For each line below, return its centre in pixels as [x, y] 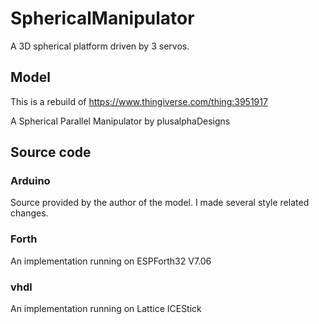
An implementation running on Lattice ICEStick [106, 309]
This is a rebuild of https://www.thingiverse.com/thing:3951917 [139, 101]
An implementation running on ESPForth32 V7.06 [111, 261]
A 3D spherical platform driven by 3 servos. [100, 46]
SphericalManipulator [102, 18]
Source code [51, 152]
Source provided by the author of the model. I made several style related [160, 203]
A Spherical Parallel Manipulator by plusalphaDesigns [120, 121]
